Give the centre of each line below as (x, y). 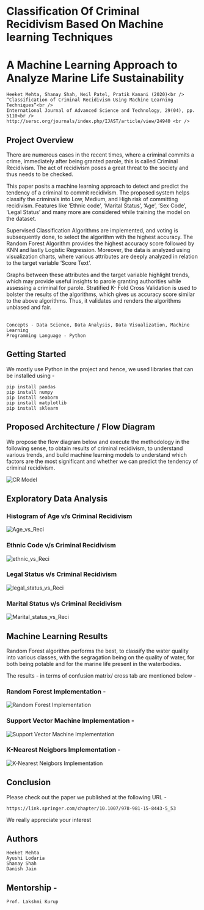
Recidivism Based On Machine (85, 24)
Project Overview (40, 140)
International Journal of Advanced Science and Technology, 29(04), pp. (101, 111)
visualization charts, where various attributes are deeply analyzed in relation (102, 256)
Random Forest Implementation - (56, 691)
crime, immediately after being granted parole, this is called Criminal (92, 161)
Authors (22, 839)
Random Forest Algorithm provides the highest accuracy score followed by (100, 243)
